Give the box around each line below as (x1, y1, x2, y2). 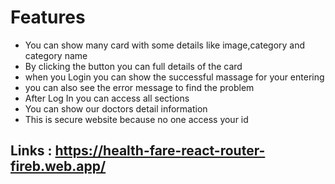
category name (24, 49, 88, 61)
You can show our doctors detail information (24, 102, 208, 115)
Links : (10, 142, 53, 160)
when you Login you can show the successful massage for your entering (24, 71, 325, 83)
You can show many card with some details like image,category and (24, 39, 306, 51)
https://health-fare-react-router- (54, 142, 266, 160)
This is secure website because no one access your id (24, 113, 249, 125)
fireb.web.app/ (10, 158, 107, 175)
